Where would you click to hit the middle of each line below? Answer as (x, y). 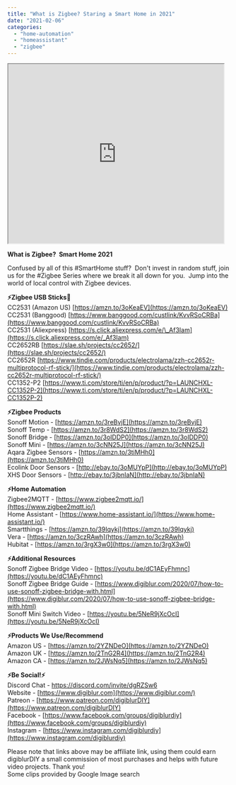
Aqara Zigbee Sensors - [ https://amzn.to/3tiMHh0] (81, 452)
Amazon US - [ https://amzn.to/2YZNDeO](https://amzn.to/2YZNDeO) (108, 646)
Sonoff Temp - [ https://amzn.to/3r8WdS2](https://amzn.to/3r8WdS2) (108, 430)
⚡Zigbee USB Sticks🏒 (39, 297)
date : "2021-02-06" (36, 21)
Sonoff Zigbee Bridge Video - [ (52, 569)
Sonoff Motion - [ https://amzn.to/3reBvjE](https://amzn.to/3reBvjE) (105, 422)
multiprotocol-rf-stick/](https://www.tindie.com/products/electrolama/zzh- (116, 368)
